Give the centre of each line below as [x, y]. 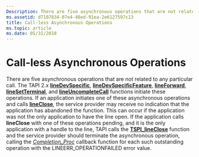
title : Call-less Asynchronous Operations [59, 22]
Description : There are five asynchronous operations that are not [91, 12]
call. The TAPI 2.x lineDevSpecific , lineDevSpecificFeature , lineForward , [96, 86]
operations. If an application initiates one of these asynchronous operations [98, 98]
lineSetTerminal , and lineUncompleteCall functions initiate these [86, 91]
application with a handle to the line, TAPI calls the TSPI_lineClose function [98, 129]
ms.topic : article [29, 28]
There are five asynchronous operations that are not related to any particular [99, 79]
